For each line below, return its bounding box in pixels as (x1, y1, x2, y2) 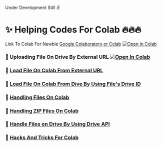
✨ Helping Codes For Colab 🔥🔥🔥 (5, 24, 141, 36)
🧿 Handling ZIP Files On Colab (5, 107, 79, 114)
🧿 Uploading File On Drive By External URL (5, 53, 109, 60)
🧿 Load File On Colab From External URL (5, 67, 103, 74)
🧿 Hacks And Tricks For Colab (5, 134, 79, 141)
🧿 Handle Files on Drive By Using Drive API (5, 120, 110, 127)
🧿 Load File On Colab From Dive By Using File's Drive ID (5, 80, 141, 87)
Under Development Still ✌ (5, 5, 60, 11)
